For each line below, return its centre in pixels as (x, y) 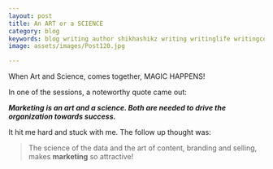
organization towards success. (62, 117)
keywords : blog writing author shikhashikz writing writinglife (119, 39)
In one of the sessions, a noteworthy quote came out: (97, 92)
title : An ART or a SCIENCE (56, 24)
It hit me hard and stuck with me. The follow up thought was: (110, 132)
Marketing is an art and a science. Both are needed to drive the (117, 108)
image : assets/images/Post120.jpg (67, 46)
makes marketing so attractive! (81, 157)
